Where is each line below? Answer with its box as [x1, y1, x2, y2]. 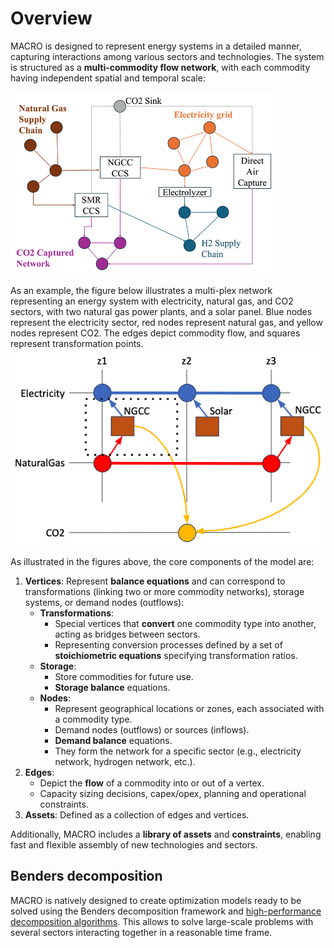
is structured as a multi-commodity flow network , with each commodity [10, 61, 311, 73]
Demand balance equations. [54, 735, 173, 747]
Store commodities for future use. [54, 671, 194, 683]
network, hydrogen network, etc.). [54, 756, 196, 768]
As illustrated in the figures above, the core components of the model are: [10, 556, 315, 568]
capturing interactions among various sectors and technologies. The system [10, 50, 325, 62]
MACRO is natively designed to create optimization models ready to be [10, 894, 302, 906]
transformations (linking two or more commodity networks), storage [24, 586, 305, 598]
